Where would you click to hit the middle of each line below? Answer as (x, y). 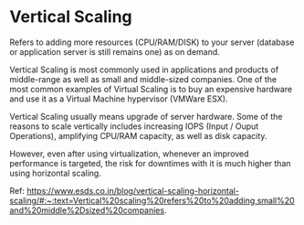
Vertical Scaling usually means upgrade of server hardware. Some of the (146, 116)
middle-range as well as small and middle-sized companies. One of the (143, 79)
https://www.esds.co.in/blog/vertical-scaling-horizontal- (133, 190)
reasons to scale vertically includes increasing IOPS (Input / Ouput (134, 126)
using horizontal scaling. (56, 173)
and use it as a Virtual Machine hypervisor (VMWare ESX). (119, 99)
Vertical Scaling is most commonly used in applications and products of (144, 70)
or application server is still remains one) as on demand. (115, 51)
